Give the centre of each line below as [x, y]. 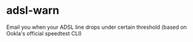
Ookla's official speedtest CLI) [44, 33]
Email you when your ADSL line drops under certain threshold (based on [96, 27]
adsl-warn [33, 10]
